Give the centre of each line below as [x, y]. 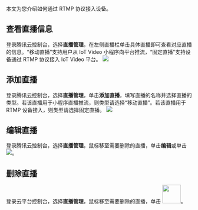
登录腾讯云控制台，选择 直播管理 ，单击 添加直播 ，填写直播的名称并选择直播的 [99, 95]
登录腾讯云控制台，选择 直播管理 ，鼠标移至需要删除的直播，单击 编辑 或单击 [96, 146]
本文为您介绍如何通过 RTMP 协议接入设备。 [59, 9]
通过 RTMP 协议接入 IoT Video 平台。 [56, 59]
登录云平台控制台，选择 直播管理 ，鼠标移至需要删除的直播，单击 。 [96, 201]
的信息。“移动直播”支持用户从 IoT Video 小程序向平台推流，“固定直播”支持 [96, 51]
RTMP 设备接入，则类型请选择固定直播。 [55, 110]
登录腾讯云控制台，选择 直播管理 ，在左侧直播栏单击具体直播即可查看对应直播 [99, 44]
